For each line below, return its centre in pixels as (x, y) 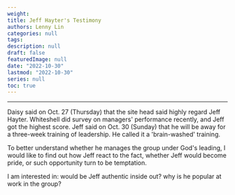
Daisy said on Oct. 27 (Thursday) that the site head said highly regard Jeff (114, 112)
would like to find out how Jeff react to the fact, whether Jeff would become (117, 156)
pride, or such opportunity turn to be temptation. (77, 163)
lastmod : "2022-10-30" (40, 72)
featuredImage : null (37, 60)
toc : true (22, 86)
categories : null (33, 33)
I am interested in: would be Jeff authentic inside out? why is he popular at (114, 177)
